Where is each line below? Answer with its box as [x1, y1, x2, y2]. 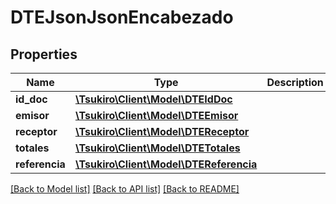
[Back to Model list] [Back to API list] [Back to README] [10, 183, 240, 195]
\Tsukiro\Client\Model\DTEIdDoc [74, 92, 233, 106]
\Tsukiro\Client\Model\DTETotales [74, 141, 241, 155]
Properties [10, 46, 78, 63]
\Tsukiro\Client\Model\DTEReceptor [74, 125, 250, 138]
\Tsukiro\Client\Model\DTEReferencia [74, 157, 258, 171]
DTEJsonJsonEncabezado [10, 6, 234, 29]
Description [266, 76, 324, 89]
